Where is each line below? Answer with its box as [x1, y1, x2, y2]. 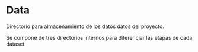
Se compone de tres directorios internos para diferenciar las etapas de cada [6, 34, 193, 41]
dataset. [6, 40, 27, 47]
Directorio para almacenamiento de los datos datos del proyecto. [6, 23, 165, 30]
